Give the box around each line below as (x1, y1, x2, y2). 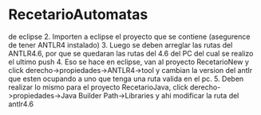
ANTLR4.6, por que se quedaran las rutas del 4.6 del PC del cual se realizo (8, 48, 254, 58)
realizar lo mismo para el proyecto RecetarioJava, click (8, 82, 189, 92)
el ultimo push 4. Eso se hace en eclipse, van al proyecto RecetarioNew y (8, 57, 250, 67)
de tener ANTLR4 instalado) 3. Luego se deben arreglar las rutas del (8, 40, 233, 49)
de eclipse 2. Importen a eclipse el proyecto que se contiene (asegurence (8, 32, 251, 41)
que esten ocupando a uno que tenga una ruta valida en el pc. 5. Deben (8, 74, 244, 83)
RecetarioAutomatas (8, 6, 148, 24)
